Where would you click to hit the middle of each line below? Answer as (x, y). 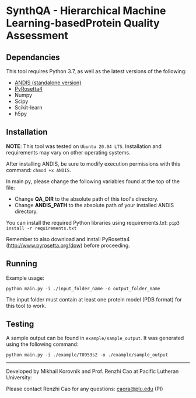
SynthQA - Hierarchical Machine (86, 11)
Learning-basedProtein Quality (83, 23)
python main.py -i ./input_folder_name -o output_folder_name (83, 289)
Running (22, 264)
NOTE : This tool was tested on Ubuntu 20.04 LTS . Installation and (84, 146)
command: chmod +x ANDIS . (38, 170)
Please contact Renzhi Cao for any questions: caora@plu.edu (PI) (85, 389)
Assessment (37, 36)
